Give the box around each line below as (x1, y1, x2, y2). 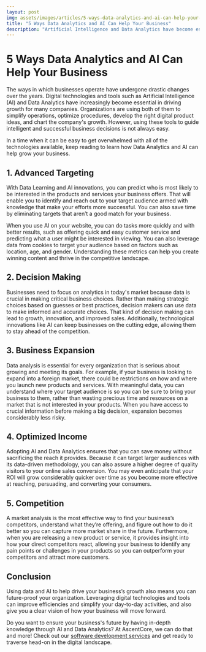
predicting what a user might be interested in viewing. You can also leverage (6, 235, 199, 242)
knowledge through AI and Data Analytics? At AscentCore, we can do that (6, 626, 193, 633)
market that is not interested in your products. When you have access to (6, 401, 189, 408)
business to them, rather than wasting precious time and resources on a (6, 394, 188, 402)
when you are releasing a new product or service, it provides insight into (6, 534, 189, 542)
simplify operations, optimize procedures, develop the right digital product (6, 112, 194, 120)
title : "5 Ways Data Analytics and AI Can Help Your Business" (6, 20, 172, 26)
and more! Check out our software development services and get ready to (6, 632, 194, 640)
